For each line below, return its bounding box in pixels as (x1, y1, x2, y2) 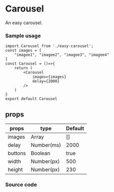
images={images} (32, 74, 67, 79)
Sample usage (5, 32, 41, 39)
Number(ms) (31, 142, 62, 149)
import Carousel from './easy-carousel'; (5, 44, 94, 49)
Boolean (31, 150, 50, 157)
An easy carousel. (5, 20, 43, 26)
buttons (8, 150, 26, 157)
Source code (5, 181, 37, 188)
